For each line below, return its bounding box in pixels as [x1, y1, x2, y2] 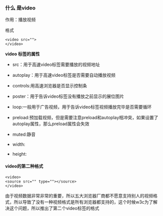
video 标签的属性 [5, 51, 40, 57]
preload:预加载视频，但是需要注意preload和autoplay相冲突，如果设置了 [12, 115, 159, 121]
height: [12, 151, 27, 157]
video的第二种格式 [5, 163, 43, 169]
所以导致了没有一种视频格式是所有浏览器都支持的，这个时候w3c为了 [13, 199, 154, 205]
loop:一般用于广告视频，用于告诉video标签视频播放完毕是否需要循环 [12, 104, 152, 110]
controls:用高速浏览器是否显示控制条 [12, 83, 87, 89]
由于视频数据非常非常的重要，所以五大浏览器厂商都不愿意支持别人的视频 [5, 193, 153, 199]
